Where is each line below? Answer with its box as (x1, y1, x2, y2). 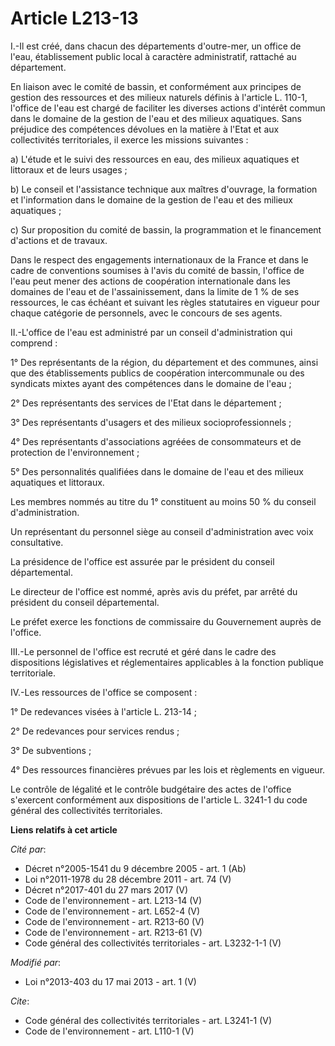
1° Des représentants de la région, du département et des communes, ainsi (10, 356, 319, 368)
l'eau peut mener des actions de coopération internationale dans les (10, 275, 291, 287)
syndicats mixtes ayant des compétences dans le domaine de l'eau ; (10, 377, 292, 389)
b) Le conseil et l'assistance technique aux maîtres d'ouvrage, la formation (10, 183, 318, 195)
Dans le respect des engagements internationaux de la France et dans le (10, 253, 309, 266)
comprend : (10, 337, 58, 349)
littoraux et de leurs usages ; (10, 163, 128, 176)
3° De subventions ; (10, 744, 92, 756)
